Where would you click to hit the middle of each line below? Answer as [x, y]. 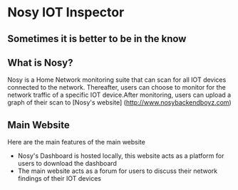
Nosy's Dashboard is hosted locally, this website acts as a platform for [121, 156]
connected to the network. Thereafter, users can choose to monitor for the [117, 88]
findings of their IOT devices [59, 179]
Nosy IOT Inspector [66, 12]
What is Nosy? [40, 62]
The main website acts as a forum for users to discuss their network [118, 171]
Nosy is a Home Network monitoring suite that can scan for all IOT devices [117, 80]
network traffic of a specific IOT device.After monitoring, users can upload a [119, 95]
